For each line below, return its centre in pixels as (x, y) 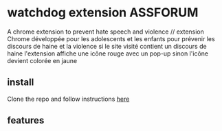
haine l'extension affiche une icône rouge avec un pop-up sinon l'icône (108, 53)
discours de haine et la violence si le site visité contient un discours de (107, 46)
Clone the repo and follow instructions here (68, 99)
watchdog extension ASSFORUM (103, 13)
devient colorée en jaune (42, 60)
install (21, 83)
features (26, 120)
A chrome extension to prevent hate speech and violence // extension (106, 32)
